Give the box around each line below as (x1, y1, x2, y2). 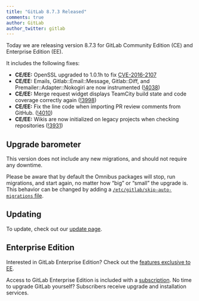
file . (34, 192, 44, 199)
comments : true (6, 14, 44, 20)
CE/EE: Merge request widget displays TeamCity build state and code (14, 90, 187, 97)
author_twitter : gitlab (6, 25, 66, 32)
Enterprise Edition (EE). (6, 48, 63, 56)
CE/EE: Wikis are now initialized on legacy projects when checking (14, 116, 179, 123)
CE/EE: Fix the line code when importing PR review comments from (14, 103, 181, 110)
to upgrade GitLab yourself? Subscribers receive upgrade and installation (6, 282, 186, 290)
